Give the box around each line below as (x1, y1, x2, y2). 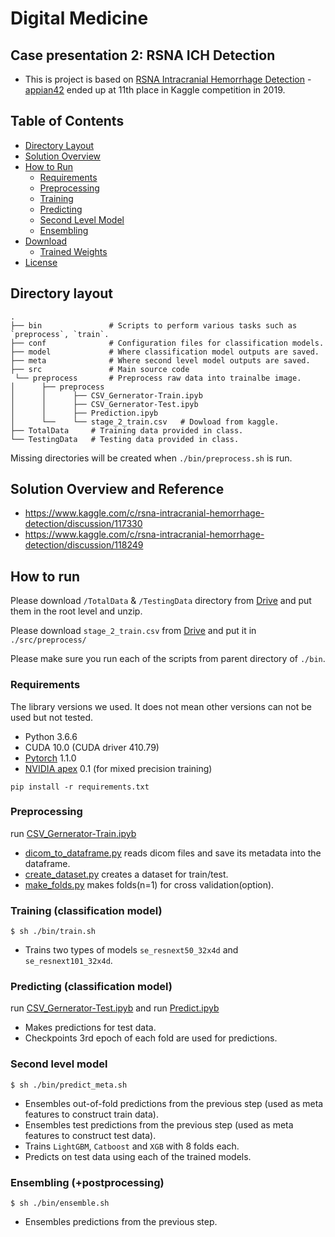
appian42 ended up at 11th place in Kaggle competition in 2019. (24, 84, 286, 96)
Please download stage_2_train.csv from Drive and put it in (10, 625, 257, 637)
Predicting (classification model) (10, 980, 173, 994)
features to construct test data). (24, 1129, 157, 1141)
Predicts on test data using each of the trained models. (24, 1150, 252, 1162)
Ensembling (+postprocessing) (10, 1175, 165, 1189)
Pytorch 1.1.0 (24, 752, 77, 764)
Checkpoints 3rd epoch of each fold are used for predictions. (24, 1032, 278, 1044)
